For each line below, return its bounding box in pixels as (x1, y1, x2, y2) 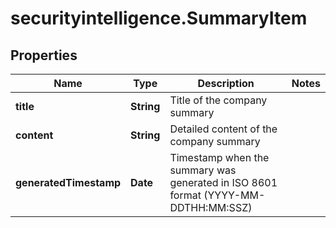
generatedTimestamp (15, 176, 122, 189)
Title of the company (169, 93, 268, 107)
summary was (169, 163, 237, 177)
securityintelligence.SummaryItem (10, 7, 308, 30)
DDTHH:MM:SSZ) (169, 201, 253, 214)
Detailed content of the (169, 122, 278, 136)
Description (197, 77, 255, 90)
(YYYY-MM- (203, 188, 266, 202)
